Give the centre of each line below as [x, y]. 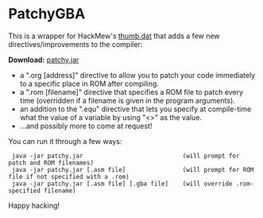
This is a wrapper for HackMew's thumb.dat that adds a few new [114, 36]
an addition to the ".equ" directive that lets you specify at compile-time [135, 109]
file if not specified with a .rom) [69, 177]
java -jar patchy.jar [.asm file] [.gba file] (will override [122, 184]
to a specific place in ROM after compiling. [89, 84]
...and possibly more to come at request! [86, 126]
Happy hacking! [34, 205]
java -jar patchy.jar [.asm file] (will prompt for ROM [133, 169]
